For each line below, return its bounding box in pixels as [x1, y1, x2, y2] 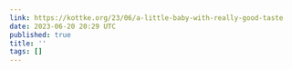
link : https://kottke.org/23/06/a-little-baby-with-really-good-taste [9, 13, 284, 23]
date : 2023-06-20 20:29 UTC [9, 22, 117, 31]
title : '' [9, 38, 47, 48]
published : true [9, 30, 71, 39]
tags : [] [9, 47, 43, 56]
